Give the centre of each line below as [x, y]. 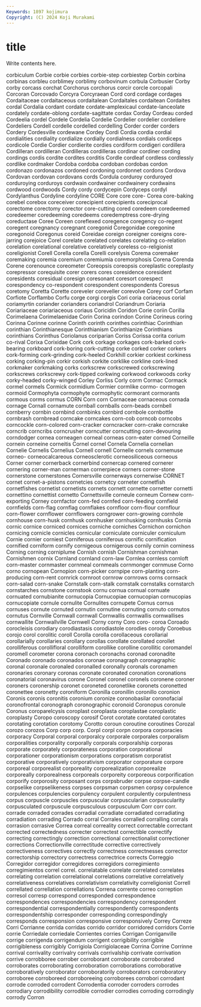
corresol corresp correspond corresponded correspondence [81, 896]
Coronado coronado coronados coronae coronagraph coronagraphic [91, 660]
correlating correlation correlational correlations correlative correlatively [95, 876]
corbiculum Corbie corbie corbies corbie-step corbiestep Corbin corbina [96, 75]
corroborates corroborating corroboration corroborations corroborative [94, 966]
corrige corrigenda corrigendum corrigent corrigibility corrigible [85, 940]
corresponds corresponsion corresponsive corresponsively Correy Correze [99, 921]
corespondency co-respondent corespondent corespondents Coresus [93, 285]
